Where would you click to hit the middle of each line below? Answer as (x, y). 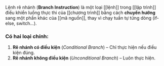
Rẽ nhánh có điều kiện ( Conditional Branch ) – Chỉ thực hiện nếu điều (85, 47)
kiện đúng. (24, 53)
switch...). (27, 23)
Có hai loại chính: (27, 36)
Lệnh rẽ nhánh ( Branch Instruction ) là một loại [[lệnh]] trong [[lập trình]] (81, 7)
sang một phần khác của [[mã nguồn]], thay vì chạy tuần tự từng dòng (78, 18)
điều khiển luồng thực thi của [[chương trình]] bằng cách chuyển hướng (80, 13)
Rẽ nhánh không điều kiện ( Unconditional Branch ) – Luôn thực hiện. (84, 58)
